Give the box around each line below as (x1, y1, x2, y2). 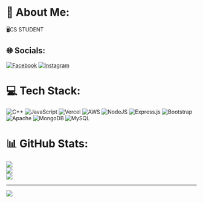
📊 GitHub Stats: (6, 137, 89, 150)
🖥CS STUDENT (6, 25, 44, 33)
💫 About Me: (6, 5, 70, 19)
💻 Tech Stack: (6, 84, 81, 97)
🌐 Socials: (6, 45, 46, 56)
